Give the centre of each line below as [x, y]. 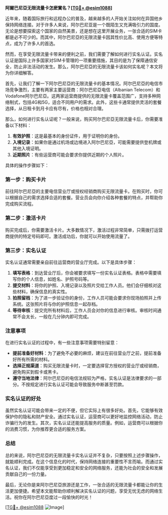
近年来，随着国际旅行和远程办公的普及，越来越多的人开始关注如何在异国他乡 [84, 18]
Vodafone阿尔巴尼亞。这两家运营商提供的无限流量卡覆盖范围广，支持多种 [81, 96]
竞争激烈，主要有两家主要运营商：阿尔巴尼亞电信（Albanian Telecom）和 [85, 90]
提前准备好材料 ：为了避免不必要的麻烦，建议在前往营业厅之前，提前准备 [87, 353]
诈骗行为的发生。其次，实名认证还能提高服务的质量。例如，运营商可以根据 [82, 423]
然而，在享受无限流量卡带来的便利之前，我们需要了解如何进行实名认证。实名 [84, 54]
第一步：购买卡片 [26, 179]
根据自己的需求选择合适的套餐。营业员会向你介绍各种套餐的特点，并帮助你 [86, 197]
